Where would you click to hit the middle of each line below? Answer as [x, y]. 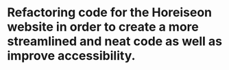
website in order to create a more [103, 27]
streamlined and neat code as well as [115, 41]
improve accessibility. [71, 56]
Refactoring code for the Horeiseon [110, 13]
